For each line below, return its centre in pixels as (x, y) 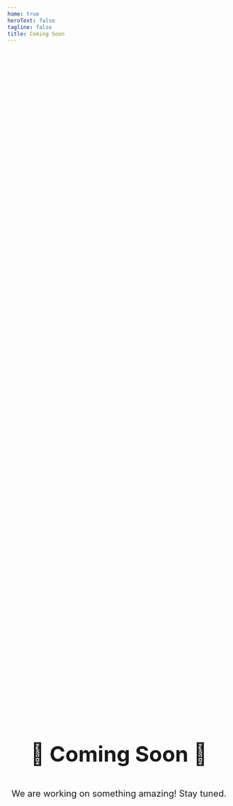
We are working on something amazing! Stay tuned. (119, 794)
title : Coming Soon (36, 34)
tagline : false (30, 27)
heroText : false (31, 21)
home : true (23, 14)
